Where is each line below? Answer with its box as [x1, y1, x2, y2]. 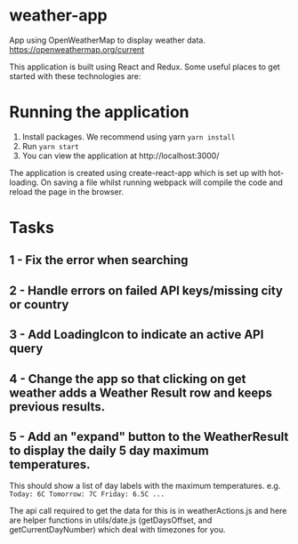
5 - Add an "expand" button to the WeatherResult [9, 429, 289, 444]
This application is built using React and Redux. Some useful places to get [9, 61, 280, 72]
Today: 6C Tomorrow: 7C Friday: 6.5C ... [9, 490, 165, 499]
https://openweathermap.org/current [9, 44, 145, 54]
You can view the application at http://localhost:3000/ [21, 150, 220, 161]
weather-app [9, 5, 109, 26]
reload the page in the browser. [9, 186, 125, 196]
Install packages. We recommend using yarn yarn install [21, 131, 236, 142]
